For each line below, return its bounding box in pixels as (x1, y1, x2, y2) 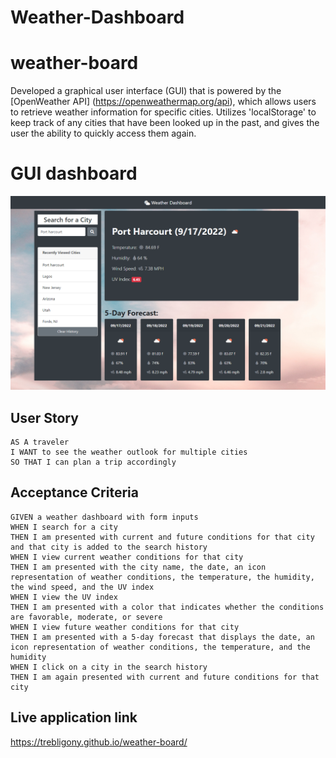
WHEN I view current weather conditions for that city (10, 552, 244, 562)
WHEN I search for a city (10, 522, 118, 532)
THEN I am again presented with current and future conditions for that (10, 672, 320, 682)
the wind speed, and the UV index (10, 582, 155, 592)
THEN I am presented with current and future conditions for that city (10, 532, 315, 542)
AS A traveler (10, 437, 70, 447)
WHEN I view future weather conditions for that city (10, 622, 240, 632)
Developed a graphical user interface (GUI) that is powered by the (10, 85, 282, 97)
